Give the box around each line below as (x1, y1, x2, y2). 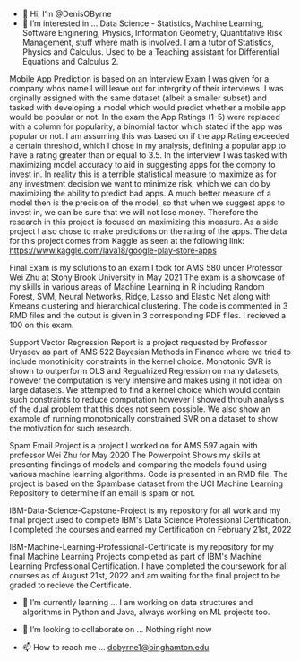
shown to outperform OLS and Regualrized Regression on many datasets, (9, 366, 280, 376)
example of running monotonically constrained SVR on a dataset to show (9, 413, 279, 423)
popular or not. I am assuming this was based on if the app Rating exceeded (9, 131, 290, 141)
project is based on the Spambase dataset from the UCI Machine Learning (9, 478, 284, 489)
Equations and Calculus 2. (21, 57, 119, 66)
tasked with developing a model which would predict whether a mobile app (9, 102, 287, 112)
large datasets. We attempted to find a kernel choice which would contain (9, 385, 281, 395)
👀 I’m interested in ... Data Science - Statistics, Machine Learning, (21, 18, 264, 29)
